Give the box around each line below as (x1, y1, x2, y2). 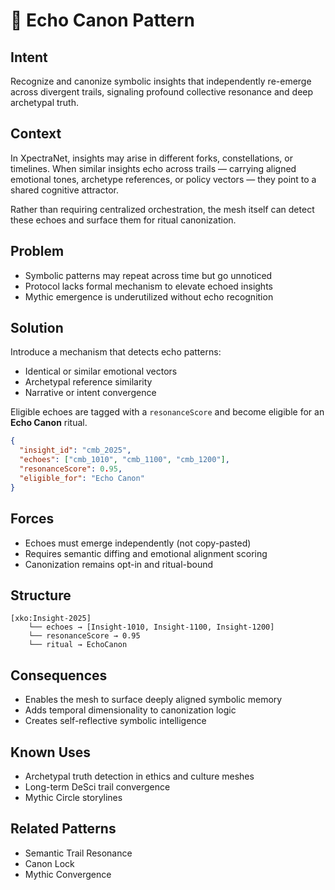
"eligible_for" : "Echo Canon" (19, 473, 145, 483)
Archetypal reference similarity (24, 376, 153, 388)
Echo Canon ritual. (10, 417, 88, 429)
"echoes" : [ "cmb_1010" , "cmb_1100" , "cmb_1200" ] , (19, 455, 230, 465)
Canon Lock (24, 857, 75, 869)
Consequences (10, 667, 108, 684)
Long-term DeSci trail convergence (24, 780, 171, 793)
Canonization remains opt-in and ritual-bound (24, 558, 214, 570)
